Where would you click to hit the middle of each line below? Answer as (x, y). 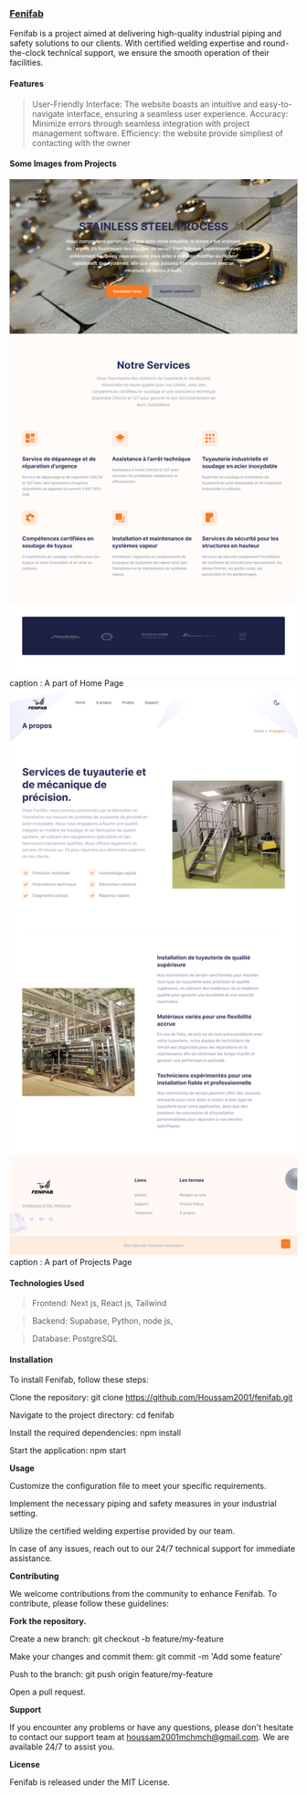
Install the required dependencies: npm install (95, 1433)
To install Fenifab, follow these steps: (79, 1380)
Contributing (34, 1576)
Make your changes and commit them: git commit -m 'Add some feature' (146, 1657)
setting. (24, 1514)
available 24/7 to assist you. (62, 1747)
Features (26, 83)
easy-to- (276, 104)
